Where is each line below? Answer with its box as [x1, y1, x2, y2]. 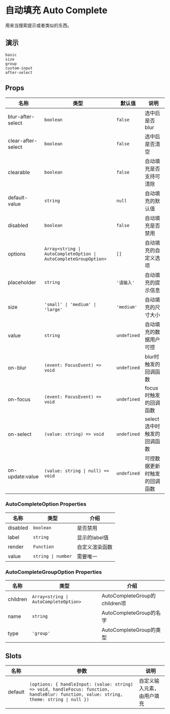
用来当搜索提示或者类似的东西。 [5, 22, 72, 28]
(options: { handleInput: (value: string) [29, 681, 133, 687]
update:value [8, 473, 39, 480]
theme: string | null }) [29, 696, 90, 702]
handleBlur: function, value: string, [29, 691, 123, 697]
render [8, 543, 24, 550]
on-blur [8, 364, 27, 371]
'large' [44, 307, 63, 312]
